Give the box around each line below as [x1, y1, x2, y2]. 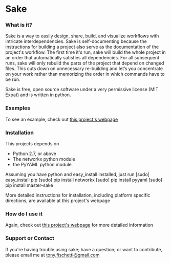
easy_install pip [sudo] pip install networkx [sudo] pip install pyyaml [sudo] [5, 177, 163, 183]
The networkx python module [12, 156, 75, 162]
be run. [5, 76, 20, 82]
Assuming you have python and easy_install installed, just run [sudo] [5, 171, 149, 178]
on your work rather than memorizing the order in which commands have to [5, 71, 165, 77]
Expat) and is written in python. [5, 92, 71, 98]
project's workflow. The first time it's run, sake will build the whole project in [5, 49, 166, 55]
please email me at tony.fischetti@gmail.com [5, 252, 100, 258]
